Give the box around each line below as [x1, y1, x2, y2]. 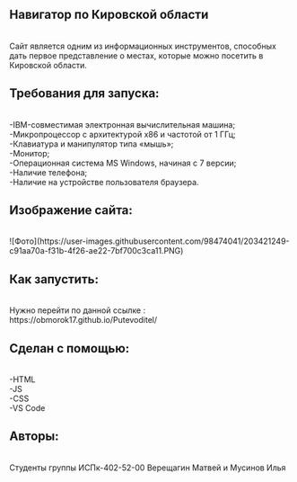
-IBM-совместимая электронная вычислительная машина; [9, 119, 236, 129]
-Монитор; [9, 147, 50, 158]
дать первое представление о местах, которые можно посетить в [9, 49, 264, 61]
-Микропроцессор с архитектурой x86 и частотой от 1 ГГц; [9, 129, 236, 139]
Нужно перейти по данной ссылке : [9, 305, 146, 316]
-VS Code [9, 403, 46, 414]
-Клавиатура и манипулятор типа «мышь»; [9, 138, 174, 149]
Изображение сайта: [9, 202, 133, 219]
